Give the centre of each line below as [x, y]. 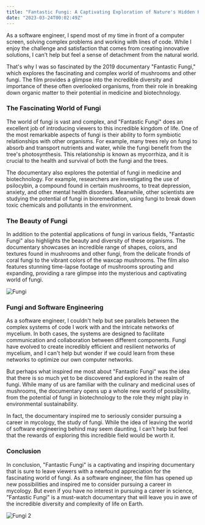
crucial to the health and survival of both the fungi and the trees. [87, 160]
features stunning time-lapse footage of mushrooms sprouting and [90, 267]
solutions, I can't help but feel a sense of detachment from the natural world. [103, 54]
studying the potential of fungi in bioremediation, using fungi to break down [101, 198]
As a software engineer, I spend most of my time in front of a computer [95, 35]
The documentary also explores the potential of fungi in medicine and [94, 173]
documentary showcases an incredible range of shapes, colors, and [92, 247]
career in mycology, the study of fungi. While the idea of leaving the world [99, 422]
